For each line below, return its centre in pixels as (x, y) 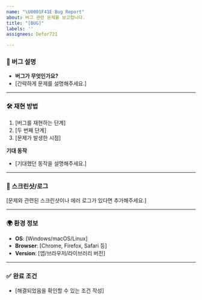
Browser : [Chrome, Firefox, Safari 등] (61, 246)
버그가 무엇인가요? (36, 76)
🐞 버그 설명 (21, 62)
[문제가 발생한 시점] (38, 138)
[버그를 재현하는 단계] (40, 123)
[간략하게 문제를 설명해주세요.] (51, 84)
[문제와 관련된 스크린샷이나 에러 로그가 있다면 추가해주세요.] (76, 200)
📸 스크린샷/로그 (27, 186)
